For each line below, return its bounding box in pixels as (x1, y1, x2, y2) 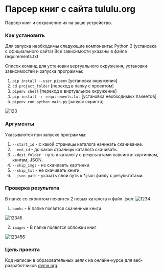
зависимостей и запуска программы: (5, 68, 84, 74)
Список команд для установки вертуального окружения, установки (5, 63, 148, 69)
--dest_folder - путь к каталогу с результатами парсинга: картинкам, (12, 151, 159, 158)
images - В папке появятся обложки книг (12, 224, 97, 230)
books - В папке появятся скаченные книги (12, 205, 102, 211)
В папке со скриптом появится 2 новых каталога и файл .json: (5, 195, 135, 202)
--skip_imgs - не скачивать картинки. (12, 162, 91, 168)
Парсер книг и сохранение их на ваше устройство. (5, 20, 113, 26)
